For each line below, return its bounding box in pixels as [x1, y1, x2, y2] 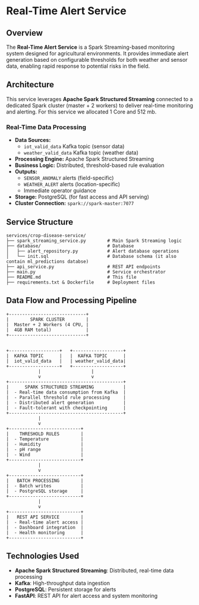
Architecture [6, 80, 55, 90]
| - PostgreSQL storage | [6, 488, 84, 494]
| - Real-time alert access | [6, 519, 84, 525]
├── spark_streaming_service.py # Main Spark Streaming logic [6, 238, 182, 244]
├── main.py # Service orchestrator [6, 269, 166, 275]
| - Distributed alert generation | [6, 399, 127, 405]
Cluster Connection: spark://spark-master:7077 [14, 200, 134, 207]
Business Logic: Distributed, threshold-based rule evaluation [14, 162, 165, 169]
